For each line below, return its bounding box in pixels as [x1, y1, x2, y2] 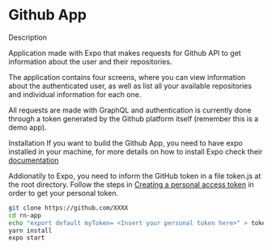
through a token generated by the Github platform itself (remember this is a [8, 113, 259, 123]
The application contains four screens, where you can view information [8, 72, 246, 82]
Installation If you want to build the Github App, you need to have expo [8, 138, 243, 147]
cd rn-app [8, 211, 42, 219]
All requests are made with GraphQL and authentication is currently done [8, 105, 252, 115]
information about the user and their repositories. [8, 57, 172, 66]
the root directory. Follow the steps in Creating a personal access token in [8, 180, 255, 189]
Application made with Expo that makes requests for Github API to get [8, 48, 241, 57]
